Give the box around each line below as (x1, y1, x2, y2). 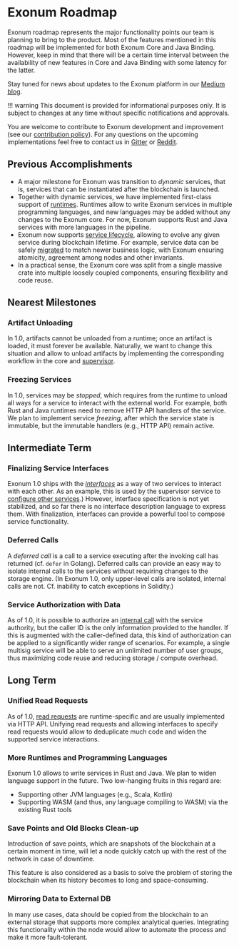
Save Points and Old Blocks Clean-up (7, 823, 139, 833)
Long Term (7, 674, 56, 687)
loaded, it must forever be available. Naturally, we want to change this (7, 342, 213, 350)
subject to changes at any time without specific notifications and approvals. (7, 108, 230, 117)
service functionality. (7, 517, 69, 526)
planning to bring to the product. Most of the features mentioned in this (7, 35, 216, 44)
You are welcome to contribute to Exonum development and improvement (7, 122, 224, 131)
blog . (7, 87, 23, 96)
